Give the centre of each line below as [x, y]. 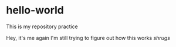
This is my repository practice [42, 26]
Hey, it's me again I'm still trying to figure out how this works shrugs [88, 38]
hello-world [35, 10]
